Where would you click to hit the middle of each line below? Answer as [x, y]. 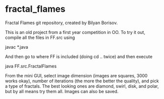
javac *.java [17, 47]
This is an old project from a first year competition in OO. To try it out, [75, 32]
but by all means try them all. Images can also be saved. [62, 91]
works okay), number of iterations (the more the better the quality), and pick [82, 81]
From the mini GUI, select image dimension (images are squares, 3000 [76, 75]
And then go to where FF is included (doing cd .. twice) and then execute [79, 56]
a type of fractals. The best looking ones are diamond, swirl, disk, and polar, [82, 86]
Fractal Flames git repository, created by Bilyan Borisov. [61, 23]
